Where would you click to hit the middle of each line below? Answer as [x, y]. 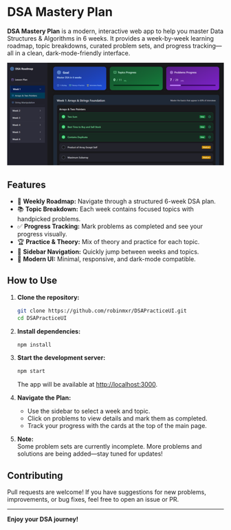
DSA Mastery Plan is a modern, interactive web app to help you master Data [115, 31]
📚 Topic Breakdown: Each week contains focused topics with [106, 209]
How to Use [32, 281]
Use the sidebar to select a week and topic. [89, 411]
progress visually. [42, 234]
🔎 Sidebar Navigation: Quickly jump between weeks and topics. [108, 252]
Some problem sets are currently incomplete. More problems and [109, 447]
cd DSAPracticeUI [42, 318]
